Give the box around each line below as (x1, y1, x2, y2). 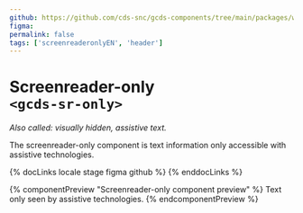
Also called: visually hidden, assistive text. (9, 122, 167, 133)
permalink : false (9, 30, 75, 39)
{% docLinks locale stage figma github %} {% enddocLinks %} (9, 167, 243, 178)
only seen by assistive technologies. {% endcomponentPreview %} (9, 194, 259, 205)
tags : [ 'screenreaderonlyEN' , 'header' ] (9, 38, 164, 48)
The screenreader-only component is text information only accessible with (9, 140, 287, 151)
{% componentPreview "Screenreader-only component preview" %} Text (9, 184, 282, 195)
